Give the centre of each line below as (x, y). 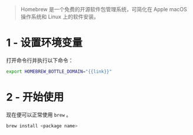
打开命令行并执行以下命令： (40, 60)
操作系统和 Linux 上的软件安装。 (60, 17)
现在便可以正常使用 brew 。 (39, 114)
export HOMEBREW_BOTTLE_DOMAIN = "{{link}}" (59, 71)
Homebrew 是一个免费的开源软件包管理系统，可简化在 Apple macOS (104, 9)
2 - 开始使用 (35, 97)
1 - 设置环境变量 (44, 43)
